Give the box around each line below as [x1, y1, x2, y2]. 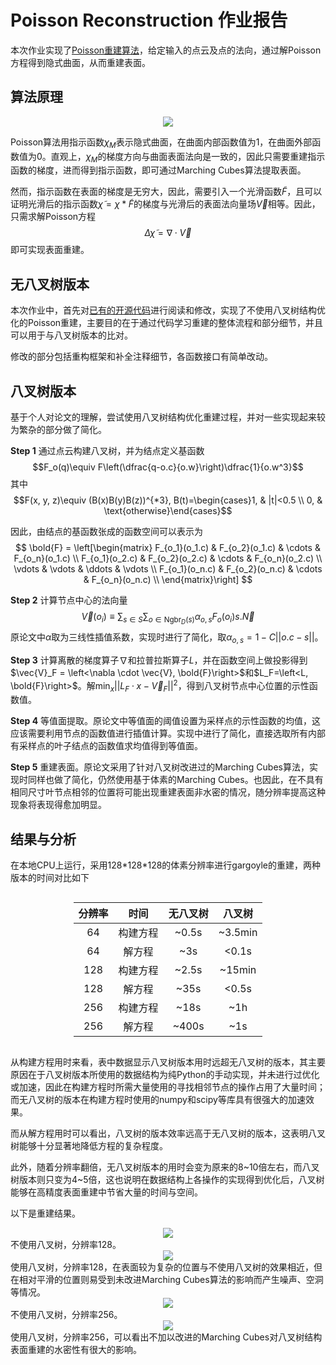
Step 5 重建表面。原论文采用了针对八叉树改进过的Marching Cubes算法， [10, 761, 310, 773]
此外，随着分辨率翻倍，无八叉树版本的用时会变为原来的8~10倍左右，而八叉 [10, 1161, 320, 1173]
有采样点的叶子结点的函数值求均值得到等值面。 [10, 740, 203, 752]
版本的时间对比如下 [10, 872, 90, 884]
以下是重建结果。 [10, 1207, 81, 1220]
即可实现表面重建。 [10, 244, 90, 256]
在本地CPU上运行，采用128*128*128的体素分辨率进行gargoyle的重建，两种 [10, 859, 322, 871]
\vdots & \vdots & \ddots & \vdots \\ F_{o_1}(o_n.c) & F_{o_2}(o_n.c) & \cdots [13, 562, 323, 575]
